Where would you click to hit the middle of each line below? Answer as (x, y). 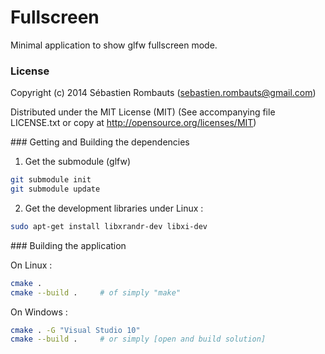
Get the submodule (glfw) (77, 162)
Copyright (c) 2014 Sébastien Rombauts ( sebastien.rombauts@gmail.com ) (163, 93)
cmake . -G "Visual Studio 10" (75, 330)
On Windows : (39, 312)
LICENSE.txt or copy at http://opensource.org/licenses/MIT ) (133, 123)
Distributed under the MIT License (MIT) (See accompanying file (143, 112)
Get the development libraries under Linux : (114, 208)
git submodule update (55, 189)
